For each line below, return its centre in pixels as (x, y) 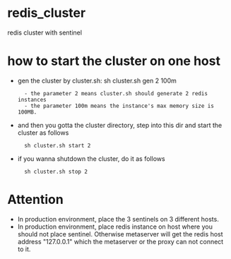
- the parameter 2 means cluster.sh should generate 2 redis (116, 93)
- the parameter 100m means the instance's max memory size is (119, 106)
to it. (24, 249)
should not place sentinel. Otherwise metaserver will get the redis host (120, 234)
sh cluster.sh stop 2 (56, 171)
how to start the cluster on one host (114, 61)
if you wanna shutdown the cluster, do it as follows (91, 158)
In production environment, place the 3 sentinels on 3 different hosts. (118, 219)
